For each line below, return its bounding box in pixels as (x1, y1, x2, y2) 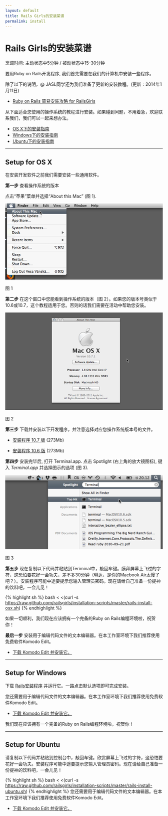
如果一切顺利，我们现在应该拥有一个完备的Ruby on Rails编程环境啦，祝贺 (5, 615, 156, 621)
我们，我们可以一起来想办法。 (9, 115, 71, 121)
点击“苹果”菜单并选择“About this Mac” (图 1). (5, 193, 96, 199)
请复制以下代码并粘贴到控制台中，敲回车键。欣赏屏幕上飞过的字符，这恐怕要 (5, 754, 163, 760)
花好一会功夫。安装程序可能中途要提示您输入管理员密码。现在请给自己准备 (5, 760, 158, 767)
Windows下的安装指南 (12, 132, 58, 138)
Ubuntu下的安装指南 (12, 138, 54, 144)
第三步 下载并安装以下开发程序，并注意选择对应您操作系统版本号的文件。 (5, 426, 155, 432)
